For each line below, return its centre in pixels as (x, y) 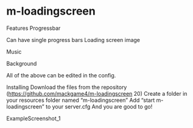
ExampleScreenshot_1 (33, 118)
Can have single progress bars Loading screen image (73, 40)
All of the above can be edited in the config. (61, 75)
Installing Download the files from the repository (67, 87)
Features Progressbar (33, 28)
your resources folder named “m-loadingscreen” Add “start (81, 100)
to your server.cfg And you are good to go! (99, 106)
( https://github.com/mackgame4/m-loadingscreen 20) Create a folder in (97, 93)
